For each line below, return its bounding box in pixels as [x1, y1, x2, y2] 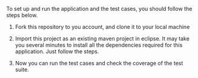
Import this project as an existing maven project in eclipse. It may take [15, 35, 190, 42]
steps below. [6, 11, 38, 19]
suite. [15, 66, 29, 73]
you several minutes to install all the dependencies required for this [15, 42, 183, 48]
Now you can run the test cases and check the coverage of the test [15, 60, 183, 67]
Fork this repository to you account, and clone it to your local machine [15, 24, 190, 30]
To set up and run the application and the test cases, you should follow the [6, 5, 193, 12]
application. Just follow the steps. [15, 48, 99, 55]
